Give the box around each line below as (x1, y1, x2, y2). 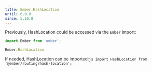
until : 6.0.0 (5, 12, 31, 16)
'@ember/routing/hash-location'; (5, 61, 72, 66)
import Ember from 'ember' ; (5, 39, 62, 43)
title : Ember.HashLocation (5, 7, 59, 12)
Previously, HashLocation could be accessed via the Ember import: (5, 29, 136, 35)
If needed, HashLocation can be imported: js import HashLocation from (5, 56, 148, 62)
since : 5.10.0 (5, 16, 34, 21)
